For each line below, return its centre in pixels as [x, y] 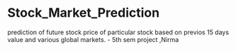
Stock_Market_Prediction [84, 13]
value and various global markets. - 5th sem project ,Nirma [93, 39]
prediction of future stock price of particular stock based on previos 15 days [118, 32]
